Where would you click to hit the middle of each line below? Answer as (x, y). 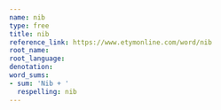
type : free (29, 26)
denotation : (31, 67)
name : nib (28, 17)
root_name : (29, 51)
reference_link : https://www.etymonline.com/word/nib (111, 42)
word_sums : (29, 75)
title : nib (29, 34)
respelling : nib (47, 91)
